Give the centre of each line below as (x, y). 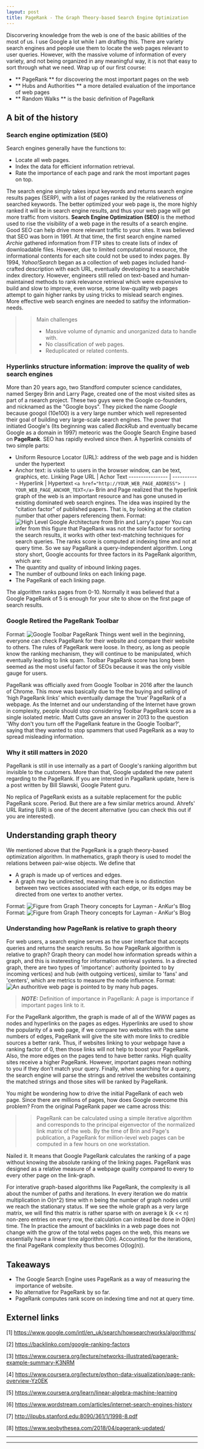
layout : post (23, 12)
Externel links (33, 1318)
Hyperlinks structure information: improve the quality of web (98, 367)
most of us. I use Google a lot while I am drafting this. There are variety (95, 41)
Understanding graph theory (62, 835)
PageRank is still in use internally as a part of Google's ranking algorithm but (102, 766)
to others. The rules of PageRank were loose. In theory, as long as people (98, 647)
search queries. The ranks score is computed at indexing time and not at (106, 541)
